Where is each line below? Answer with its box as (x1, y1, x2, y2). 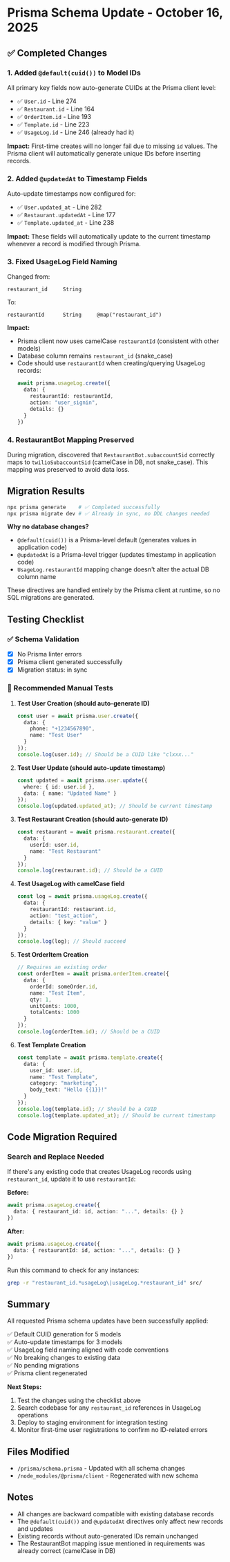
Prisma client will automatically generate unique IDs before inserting (7, 149, 201, 157)
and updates (17, 1524, 53, 1533)
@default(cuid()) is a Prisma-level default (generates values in (17, 536, 197, 544)
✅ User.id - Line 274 (17, 97, 77, 105)
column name (17, 573, 57, 581)
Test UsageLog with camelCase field (17, 880, 125, 888)
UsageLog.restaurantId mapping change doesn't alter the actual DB (17, 565, 209, 573)
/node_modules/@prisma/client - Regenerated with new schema (17, 1471, 199, 1480)
